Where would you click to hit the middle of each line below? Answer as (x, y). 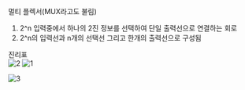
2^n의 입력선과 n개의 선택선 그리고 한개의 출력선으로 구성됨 (111, 38)
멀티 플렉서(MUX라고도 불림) (52, 11)
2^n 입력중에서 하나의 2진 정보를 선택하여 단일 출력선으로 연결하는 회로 (128, 28)
